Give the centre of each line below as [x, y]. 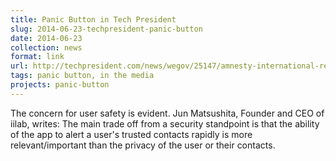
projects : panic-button [60, 85]
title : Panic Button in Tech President [93, 19]
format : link [37, 57]
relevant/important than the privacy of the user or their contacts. [143, 145]
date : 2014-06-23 [46, 38]
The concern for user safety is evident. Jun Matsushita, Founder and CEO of [167, 113]
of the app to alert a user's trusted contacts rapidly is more [131, 134]
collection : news [46, 47]
